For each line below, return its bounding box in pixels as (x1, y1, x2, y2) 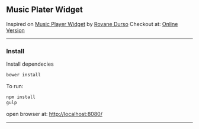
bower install (6, 72, 41, 78)
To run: (6, 82, 24, 89)
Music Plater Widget (6, 5, 83, 15)
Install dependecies (6, 60, 54, 67)
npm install (6, 94, 36, 100)
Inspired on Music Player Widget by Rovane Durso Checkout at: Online (6, 20, 178, 27)
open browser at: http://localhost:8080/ (6, 110, 102, 117)
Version (6, 27, 25, 34)
